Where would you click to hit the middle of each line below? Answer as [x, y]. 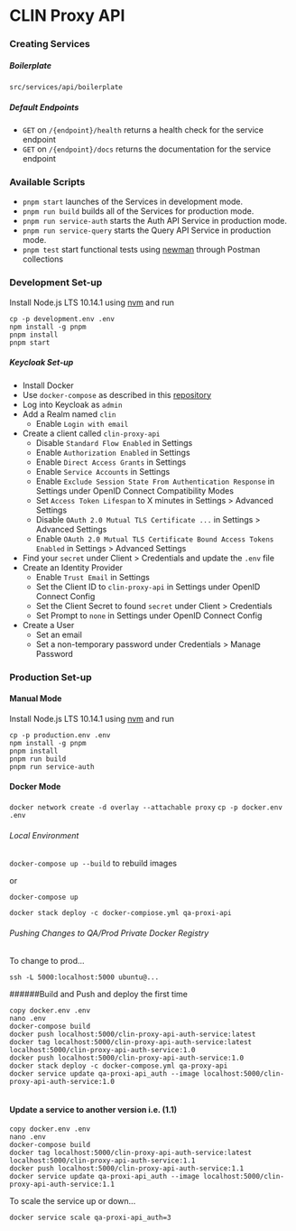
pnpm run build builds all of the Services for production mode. [138, 211]
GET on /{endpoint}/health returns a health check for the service [143, 130]
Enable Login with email [82, 423]
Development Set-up [56, 282]
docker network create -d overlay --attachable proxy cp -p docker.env [146, 807]
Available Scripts [47, 181]
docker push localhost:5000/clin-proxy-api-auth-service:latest [133, 1034]
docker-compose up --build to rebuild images [93, 864]
